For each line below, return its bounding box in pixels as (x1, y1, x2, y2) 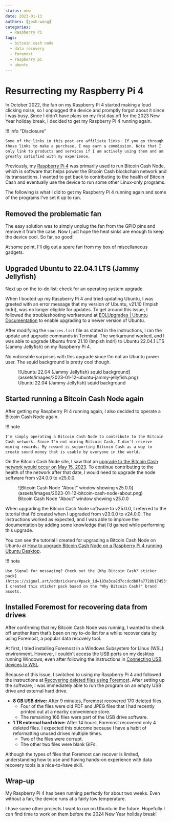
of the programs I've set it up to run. (5, 194, 81, 201)
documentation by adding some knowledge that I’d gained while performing (5, 522, 165, 528)
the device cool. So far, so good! (5, 234, 74, 240)
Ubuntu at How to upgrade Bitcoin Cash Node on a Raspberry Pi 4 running (5, 543, 162, 549)
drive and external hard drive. (5, 687, 68, 694)
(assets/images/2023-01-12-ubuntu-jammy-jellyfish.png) (18, 374, 138, 380)
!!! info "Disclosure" (5, 128, 47, 134)
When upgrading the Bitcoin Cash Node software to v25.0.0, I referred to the (5, 505, 166, 511)
